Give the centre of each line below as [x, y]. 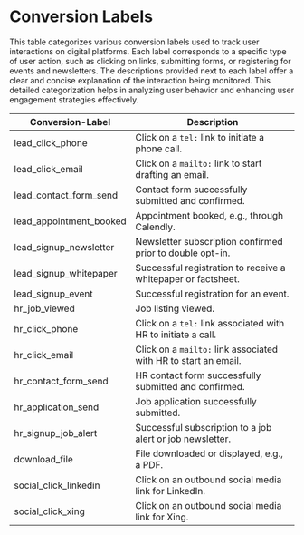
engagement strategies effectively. [74, 99]
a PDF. [149, 464]
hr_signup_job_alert [56, 433]
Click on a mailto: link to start [199, 163]
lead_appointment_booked [70, 221]
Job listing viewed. [175, 308]
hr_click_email [44, 355]
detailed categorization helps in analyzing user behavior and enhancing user [152, 90]
